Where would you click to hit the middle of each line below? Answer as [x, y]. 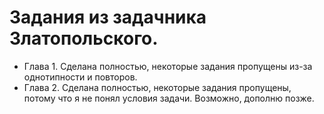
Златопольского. [84, 38]
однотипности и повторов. [80, 77]
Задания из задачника [108, 17]
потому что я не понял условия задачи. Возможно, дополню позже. [169, 98]
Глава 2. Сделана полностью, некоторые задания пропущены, [157, 87]
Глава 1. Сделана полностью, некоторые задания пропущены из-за [168, 66]
